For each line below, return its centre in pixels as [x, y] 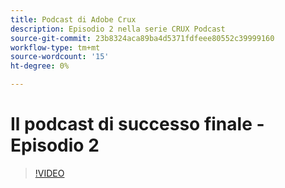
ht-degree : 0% [40, 66]
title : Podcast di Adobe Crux [73, 19]
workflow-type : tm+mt [55, 47]
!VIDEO [49, 173]
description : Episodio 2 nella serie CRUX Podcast [118, 29]
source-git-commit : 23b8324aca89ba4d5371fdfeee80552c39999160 [142, 38]
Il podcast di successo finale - [137, 124]
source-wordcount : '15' [60, 57]
